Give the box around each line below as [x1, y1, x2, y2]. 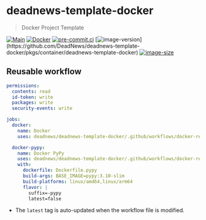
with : [17, 161, 32, 168]
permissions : [6, 82, 40, 89]
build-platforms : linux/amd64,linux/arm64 [22, 178, 133, 185]
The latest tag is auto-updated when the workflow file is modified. [15, 207, 185, 214]
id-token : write [12, 94, 53, 100]
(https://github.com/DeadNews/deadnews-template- [6, 42, 140, 50]
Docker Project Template [21, 24, 85, 31]
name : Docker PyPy [17, 150, 64, 156]
